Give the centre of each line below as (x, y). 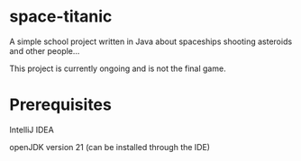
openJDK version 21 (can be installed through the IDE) (109, 147)
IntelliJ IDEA (32, 130)
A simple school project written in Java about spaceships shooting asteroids (151, 41)
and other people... (45, 50)
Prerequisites (61, 105)
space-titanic (61, 17)
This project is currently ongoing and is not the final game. (118, 68)
